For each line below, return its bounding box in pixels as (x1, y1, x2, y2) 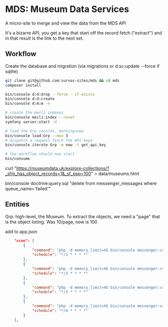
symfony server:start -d (5, 119, 57, 124)
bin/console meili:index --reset (5, 115, 75, 120)
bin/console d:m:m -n (5, 101, 50, 106)
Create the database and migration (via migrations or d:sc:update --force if (5, 63, 160, 69)
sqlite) (5, 68, 18, 74)
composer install (5, 83, 41, 88)
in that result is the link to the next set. (5, 35, 84, 41)
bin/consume (5, 156, 30, 161)
